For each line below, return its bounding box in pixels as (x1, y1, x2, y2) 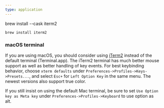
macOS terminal (5, 41, 45, 48)
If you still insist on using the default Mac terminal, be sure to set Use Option (5, 87, 159, 93)
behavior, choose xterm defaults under (5, 68, 85, 74)
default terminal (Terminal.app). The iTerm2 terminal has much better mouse (5, 57, 160, 64)
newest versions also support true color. (5, 78, 87, 84)
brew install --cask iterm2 (5, 21, 57, 26)
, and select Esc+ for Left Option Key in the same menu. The (29, 73, 151, 79)
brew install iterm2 (5, 30, 47, 35)
